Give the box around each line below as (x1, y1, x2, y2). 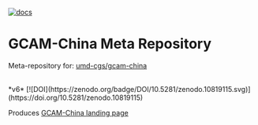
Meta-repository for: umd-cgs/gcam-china (8, 61, 148, 70)
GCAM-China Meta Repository (8, 35, 211, 53)
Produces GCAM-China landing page (8, 108, 129, 117)
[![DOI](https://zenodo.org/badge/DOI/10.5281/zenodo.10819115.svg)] (26, 84, 251, 94)
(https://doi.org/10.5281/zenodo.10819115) (8, 93, 144, 102)
